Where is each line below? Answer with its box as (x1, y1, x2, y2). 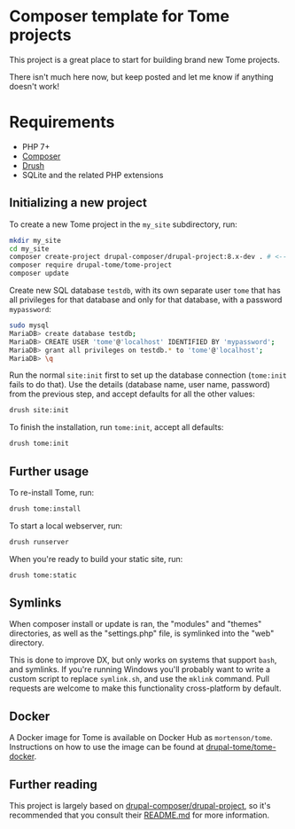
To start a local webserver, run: (9, 520, 123, 531)
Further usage (9, 464, 89, 479)
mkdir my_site (9, 236, 62, 245)
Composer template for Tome (9, 6, 230, 27)
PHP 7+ (21, 141, 50, 152)
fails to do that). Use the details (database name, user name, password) (9, 379, 270, 390)
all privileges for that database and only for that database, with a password (9, 294, 283, 305)
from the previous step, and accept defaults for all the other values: (9, 388, 255, 400)
